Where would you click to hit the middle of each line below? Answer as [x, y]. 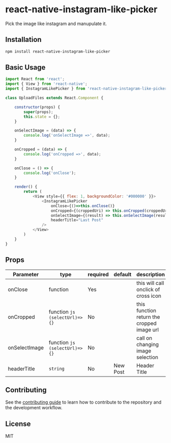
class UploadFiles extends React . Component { [54, 98]
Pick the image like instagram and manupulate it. [56, 24]
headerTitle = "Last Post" [77, 220]
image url [148, 329]
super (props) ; [38, 112]
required [98, 274]
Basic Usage [25, 68]
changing [148, 344]
